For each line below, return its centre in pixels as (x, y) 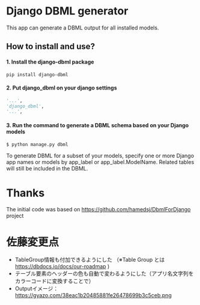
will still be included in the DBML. (47, 169)
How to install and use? (50, 47)
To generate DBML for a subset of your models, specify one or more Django (100, 156)
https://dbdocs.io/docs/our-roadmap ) (62, 267)
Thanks (26, 193)
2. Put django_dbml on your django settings (62, 88)
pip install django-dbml (37, 74)
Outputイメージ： (37, 289)
